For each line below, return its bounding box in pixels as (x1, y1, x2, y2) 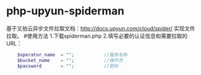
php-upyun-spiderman (6, 4, 125, 18)
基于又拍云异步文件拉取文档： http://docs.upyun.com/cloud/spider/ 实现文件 (6, 25, 196, 32)
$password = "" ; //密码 (17, 63, 119, 69)
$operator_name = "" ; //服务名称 (17, 52, 128, 58)
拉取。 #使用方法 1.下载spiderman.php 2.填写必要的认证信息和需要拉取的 (6, 32, 188, 40)
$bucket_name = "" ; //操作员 (17, 57, 123, 64)
